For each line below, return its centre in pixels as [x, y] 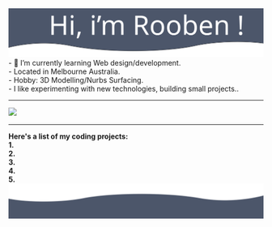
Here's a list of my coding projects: [68, 136]
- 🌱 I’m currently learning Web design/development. [95, 62]
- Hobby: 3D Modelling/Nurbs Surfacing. [76, 79]
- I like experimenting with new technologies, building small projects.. [123, 88]
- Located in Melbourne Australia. [64, 71]
